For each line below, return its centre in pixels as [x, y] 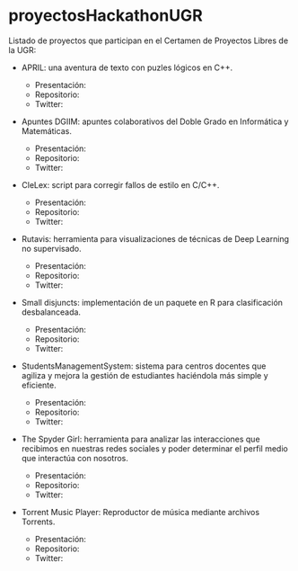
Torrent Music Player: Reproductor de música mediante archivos [140, 512]
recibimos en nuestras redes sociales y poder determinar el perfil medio [154, 448]
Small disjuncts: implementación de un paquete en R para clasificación [152, 302]
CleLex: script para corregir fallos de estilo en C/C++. [120, 184]
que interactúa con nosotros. [75, 458]
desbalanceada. [51, 312]
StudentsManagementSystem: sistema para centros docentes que [144, 366]
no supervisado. [51, 248]
